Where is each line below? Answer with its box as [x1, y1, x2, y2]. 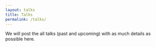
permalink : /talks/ [5, 17, 47, 22]
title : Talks [5, 12, 33, 17]
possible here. [5, 36, 35, 42]
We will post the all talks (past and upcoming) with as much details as [5, 31, 151, 37]
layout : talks [5, 7, 36, 13]
